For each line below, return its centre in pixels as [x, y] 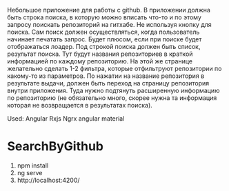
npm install [33, 165]
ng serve [30, 172]
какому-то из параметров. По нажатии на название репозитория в [106, 76]
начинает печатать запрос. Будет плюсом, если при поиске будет [104, 39]
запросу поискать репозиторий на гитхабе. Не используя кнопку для [109, 24]
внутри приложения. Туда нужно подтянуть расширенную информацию [113, 90]
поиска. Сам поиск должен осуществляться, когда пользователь [103, 32]
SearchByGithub [55, 147]
